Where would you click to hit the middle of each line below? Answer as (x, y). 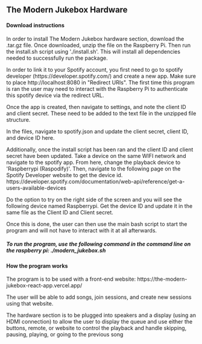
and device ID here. (30, 137)
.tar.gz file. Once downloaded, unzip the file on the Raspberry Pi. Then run (99, 45)
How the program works (37, 266)
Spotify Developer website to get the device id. (65, 175)
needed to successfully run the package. (57, 58)
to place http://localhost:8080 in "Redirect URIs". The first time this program (100, 82)
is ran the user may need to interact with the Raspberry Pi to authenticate (97, 89)
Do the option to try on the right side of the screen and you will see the (94, 199)
